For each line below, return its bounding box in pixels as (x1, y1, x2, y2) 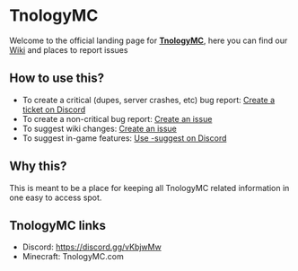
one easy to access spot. (9, 192, 102, 203)
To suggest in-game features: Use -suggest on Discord (22, 132, 227, 144)
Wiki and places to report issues (9, 44, 128, 55)
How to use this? (9, 71, 105, 86)
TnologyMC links (9, 217, 106, 233)
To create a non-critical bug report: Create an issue (22, 113, 213, 124)
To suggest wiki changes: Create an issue (22, 123, 178, 134)
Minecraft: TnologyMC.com (22, 251, 124, 262)
